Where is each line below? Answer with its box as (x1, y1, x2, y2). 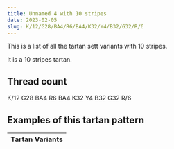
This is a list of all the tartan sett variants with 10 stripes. (7, 42, 168, 51)
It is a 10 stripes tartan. (7, 55, 73, 64)
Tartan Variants (10, 134, 64, 144)
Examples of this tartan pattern (7, 114, 144, 125)
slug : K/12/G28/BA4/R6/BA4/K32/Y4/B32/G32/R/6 (7, 23, 144, 30)
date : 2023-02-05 (7, 17, 58, 24)
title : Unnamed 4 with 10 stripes (7, 10, 107, 17)
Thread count (7, 76, 67, 87)
